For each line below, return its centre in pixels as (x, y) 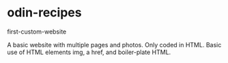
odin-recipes (44, 13)
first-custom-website (37, 32)
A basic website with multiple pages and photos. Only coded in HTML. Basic (114, 45)
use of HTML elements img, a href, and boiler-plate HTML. (89, 52)
